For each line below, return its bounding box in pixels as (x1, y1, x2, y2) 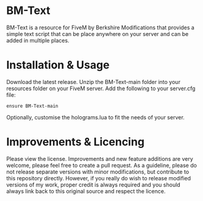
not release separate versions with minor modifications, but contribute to (6, 168, 190, 175)
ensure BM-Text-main (6, 103, 59, 109)
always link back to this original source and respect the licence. (6, 187, 166, 195)
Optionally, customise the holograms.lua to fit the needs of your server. (6, 113, 185, 121)
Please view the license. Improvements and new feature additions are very (6, 155, 193, 162)
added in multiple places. (6, 37, 69, 44)
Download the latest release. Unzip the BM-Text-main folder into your (6, 78, 181, 85)
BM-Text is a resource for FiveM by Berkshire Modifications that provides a (6, 24, 195, 31)
